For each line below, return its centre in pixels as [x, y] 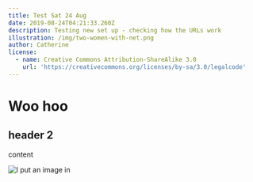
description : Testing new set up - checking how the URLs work [115, 30]
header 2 [31, 135]
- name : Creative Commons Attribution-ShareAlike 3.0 [106, 60]
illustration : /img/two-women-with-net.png [81, 38]
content [21, 154]
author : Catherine [38, 45]
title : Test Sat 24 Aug [48, 15]
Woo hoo [38, 106]
